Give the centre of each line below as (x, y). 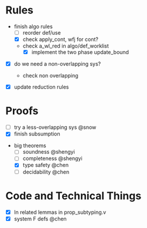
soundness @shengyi (49, 152)
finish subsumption (37, 134)
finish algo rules (33, 26)
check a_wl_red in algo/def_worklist (66, 46)
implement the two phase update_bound (80, 52)
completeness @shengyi (52, 158)
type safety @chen (46, 165)
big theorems (30, 146)
